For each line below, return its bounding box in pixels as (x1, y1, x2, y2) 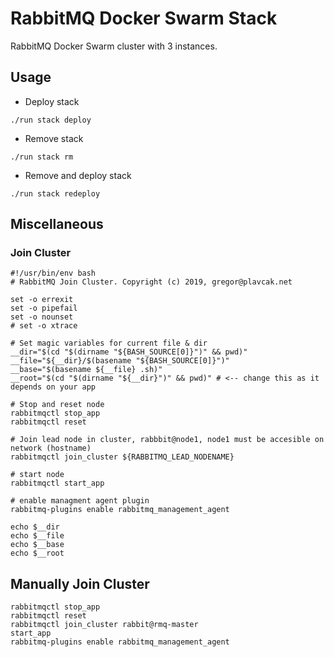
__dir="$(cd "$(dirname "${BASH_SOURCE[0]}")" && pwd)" (10, 347, 248, 357)
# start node (10, 470, 65, 480)
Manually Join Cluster (10, 575, 150, 592)
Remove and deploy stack (24, 169, 132, 181)
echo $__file (10, 531, 65, 541)
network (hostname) (10, 443, 92, 454)
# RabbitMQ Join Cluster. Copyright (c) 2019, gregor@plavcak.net (10, 277, 293, 287)
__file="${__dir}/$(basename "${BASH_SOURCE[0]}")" (10, 356, 230, 366)
